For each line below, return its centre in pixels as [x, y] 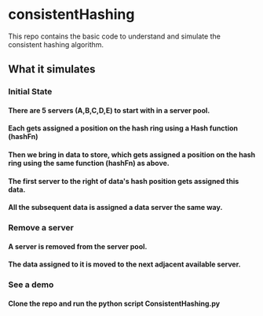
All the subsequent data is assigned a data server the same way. [115, 208]
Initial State [30, 92]
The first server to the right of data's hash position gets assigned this [124, 181]
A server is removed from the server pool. [78, 246]
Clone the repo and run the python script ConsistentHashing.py [114, 303]
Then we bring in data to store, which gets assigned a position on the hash [132, 155]
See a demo [31, 285]
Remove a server [41, 228]
